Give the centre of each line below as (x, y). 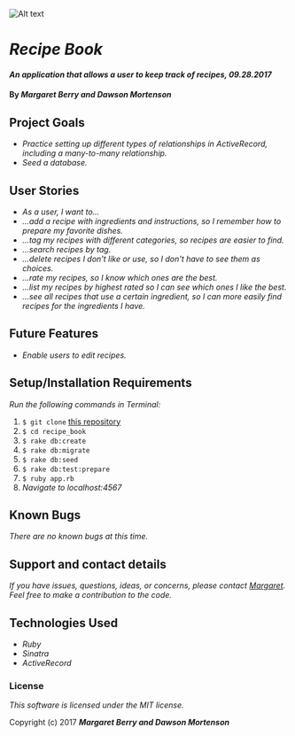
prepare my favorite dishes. (73, 231)
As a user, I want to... (61, 212)
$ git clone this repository (71, 422)
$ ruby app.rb (48, 478)
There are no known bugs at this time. (79, 537)
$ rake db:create (54, 441)
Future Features (54, 333)
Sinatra (35, 654)
